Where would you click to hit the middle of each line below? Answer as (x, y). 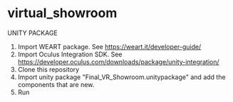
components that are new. (56, 84)
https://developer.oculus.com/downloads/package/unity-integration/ (118, 61)
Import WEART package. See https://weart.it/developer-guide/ (109, 46)
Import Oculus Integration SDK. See (70, 54)
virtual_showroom (62, 13)
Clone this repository (48, 69)
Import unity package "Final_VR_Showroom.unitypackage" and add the (121, 77)
